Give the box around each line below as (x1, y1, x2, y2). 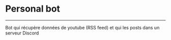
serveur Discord (5, 30, 39, 36)
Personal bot (5, 3, 60, 15)
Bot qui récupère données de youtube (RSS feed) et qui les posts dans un (5, 24, 160, 30)
